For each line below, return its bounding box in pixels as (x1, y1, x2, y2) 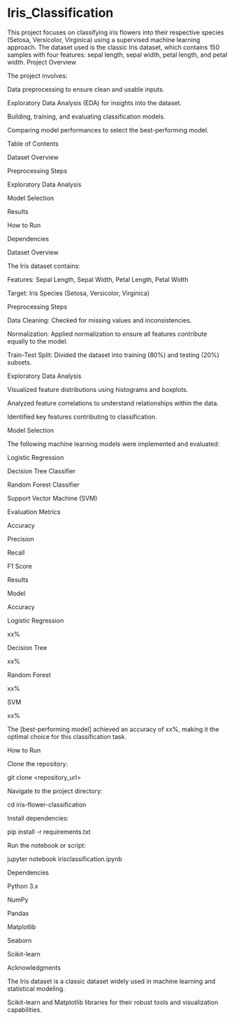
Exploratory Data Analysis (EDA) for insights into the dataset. (7, 98, 182, 107)
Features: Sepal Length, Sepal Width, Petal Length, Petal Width (7, 275, 189, 283)
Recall (7, 548, 25, 557)
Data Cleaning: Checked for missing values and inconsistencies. (7, 316, 192, 324)
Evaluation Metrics (7, 507, 61, 516)
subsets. (7, 358, 32, 366)
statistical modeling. (7, 984, 65, 993)
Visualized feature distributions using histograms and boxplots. (7, 385, 189, 393)
